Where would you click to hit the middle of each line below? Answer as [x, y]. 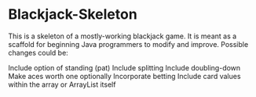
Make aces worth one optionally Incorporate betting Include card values [124, 76]
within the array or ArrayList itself [62, 84]
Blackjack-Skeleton [73, 14]
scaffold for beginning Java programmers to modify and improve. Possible [128, 44]
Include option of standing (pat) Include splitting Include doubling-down [124, 67]
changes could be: [38, 52]
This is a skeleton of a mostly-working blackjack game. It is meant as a [123, 36]
